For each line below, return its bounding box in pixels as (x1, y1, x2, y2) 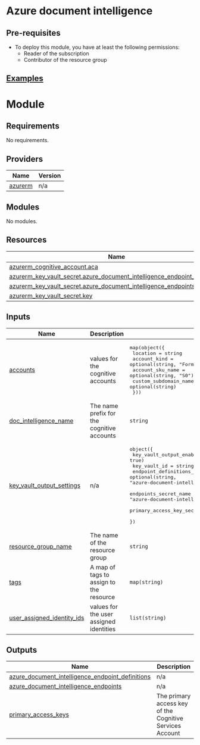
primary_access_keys (9, 710, 70, 719)
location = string (132, 350, 183, 356)
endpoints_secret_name (129, 490, 192, 497)
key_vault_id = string (132, 462, 194, 469)
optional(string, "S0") (129, 372, 194, 378)
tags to (90, 570, 110, 578)
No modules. (6, 218, 37, 225)
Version (38, 171, 61, 180)
